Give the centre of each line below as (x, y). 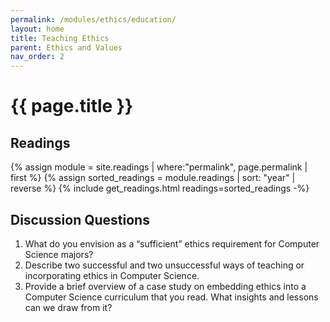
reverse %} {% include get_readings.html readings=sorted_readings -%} (160, 188)
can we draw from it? (68, 307)
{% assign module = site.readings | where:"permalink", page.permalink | (159, 167)
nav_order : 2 (37, 57)
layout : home (37, 29)
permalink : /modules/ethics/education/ (93, 19)
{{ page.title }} (72, 106)
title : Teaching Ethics (60, 38)
